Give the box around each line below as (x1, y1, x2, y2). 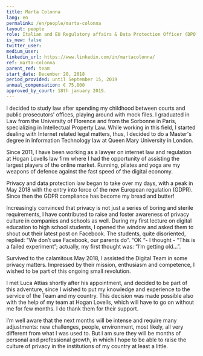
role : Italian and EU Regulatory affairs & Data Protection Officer (6, 32, 182, 38)
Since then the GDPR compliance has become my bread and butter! (6, 192, 175, 200)
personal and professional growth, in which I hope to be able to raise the (6, 336, 187, 343)
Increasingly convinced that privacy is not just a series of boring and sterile (6, 204, 193, 211)
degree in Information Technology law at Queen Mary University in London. (6, 136, 194, 144)
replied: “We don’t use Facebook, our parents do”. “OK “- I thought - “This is (6, 236, 196, 243)
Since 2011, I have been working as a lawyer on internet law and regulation (6, 148, 192, 155)
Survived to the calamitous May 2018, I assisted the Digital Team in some (6, 254, 188, 261)
